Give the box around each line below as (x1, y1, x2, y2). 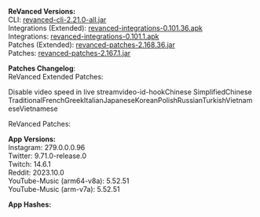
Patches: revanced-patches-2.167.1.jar (8, 49, 131, 57)
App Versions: (8, 134, 57, 144)
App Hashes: (8, 200, 52, 209)
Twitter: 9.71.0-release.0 (8, 151, 86, 160)
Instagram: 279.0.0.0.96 (8, 143, 86, 152)
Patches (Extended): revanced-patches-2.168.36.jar (8, 40, 175, 50)
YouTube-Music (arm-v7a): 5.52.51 (8, 185, 120, 193)
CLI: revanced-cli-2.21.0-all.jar (8, 15, 107, 24)
